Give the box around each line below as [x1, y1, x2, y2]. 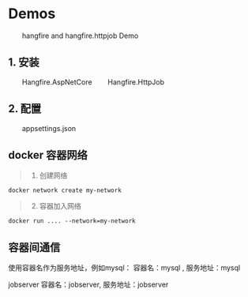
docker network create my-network [8, 186, 122, 194]
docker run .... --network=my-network [8, 217, 136, 225]
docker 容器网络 [8, 148, 88, 162]
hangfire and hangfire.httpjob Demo [22, 31, 139, 40]
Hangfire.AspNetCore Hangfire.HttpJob [22, 77, 164, 87]
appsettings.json [22, 123, 77, 133]
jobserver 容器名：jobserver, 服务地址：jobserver [8, 280, 169, 289]
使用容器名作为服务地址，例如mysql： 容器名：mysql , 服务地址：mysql [8, 263, 241, 273]
